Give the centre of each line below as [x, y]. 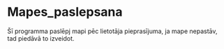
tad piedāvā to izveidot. [41, 38]
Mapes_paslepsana [65, 12]
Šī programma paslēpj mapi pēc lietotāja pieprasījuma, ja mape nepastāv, [112, 31]
